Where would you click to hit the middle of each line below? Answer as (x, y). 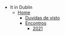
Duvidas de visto (42, 18)
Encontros (36, 23)
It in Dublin (21, 7)
